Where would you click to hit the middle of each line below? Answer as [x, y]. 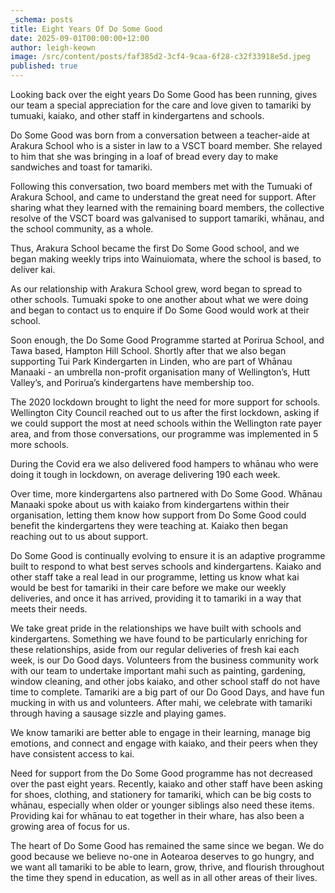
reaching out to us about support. [79, 536]
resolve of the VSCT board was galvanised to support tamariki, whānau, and [167, 218]
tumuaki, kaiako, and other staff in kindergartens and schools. [137, 115]
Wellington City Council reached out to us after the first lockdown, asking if [165, 412]
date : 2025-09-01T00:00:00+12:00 [80, 38]
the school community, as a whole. [82, 229]
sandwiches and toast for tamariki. [81, 167]
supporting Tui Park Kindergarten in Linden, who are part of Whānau [151, 361]
